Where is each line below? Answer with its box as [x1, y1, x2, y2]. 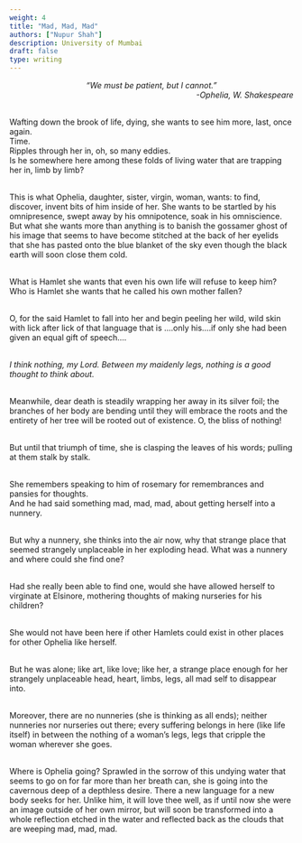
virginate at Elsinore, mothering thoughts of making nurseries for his [9, 590, 262, 601]
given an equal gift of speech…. [9, 332, 127, 343]
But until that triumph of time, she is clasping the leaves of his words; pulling [9, 442, 293, 452]
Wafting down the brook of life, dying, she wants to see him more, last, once [9, 116, 292, 127]
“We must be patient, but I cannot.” [85, 80, 218, 90]
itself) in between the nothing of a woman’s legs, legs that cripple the [9, 729, 266, 740]
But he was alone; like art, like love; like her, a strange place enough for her [9, 664, 288, 674]
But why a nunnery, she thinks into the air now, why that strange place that [9, 534, 287, 545]
